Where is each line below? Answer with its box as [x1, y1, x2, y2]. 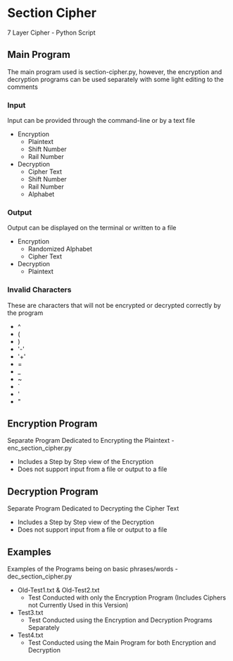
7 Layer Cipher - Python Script [7, 28, 96, 37]
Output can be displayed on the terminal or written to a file [7, 224, 177, 232]
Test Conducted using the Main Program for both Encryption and [27, 638, 216, 647]
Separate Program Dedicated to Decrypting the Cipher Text [7, 504, 180, 513]
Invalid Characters [7, 285, 72, 294]
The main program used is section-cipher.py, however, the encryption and [7, 67, 222, 76]
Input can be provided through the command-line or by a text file [7, 117, 196, 125]
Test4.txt [17, 631, 44, 640]
